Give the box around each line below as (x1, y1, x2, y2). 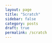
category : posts (5, 21, 38, 26)
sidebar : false (5, 16, 36, 21)
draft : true (5, 26, 29, 31)
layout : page (5, 7, 32, 12)
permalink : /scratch (5, 30, 48, 35)
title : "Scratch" (5, 12, 41, 17)
